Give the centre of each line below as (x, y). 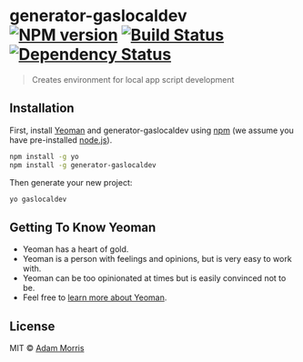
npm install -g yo (44, 156)
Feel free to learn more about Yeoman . (95, 297)
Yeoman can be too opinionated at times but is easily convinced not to (154, 278)
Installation (42, 109)
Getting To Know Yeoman (83, 227)
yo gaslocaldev (38, 199)
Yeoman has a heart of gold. (76, 249)
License (32, 326)
